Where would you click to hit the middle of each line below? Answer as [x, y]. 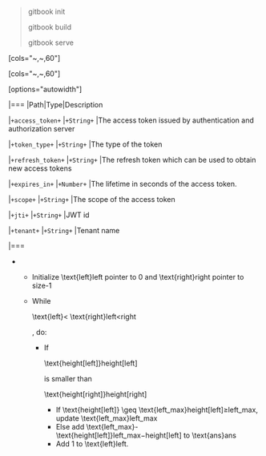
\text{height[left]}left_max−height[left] [119, 435]
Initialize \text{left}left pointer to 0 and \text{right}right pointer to [138, 277]
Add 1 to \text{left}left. [92, 444]
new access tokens [40, 168]
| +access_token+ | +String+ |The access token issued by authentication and [131, 120]
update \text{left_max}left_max [107, 418]
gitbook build [50, 27]
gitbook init [46, 12]
